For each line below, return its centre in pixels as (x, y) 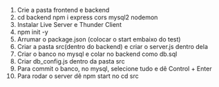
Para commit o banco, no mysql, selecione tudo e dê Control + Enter (114, 69)
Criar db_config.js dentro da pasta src (71, 61)
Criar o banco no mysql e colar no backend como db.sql (97, 54)
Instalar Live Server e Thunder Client (69, 25)
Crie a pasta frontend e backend (63, 10)
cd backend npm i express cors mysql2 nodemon (87, 17)
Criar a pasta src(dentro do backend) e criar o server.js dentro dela (113, 47)
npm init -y (32, 32)
